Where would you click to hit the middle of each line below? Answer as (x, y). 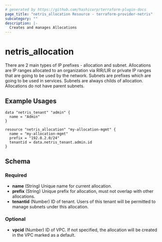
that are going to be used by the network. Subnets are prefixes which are (78, 75)
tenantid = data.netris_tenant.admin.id (51, 142)
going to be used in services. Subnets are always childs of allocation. (74, 81)
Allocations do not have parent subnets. (45, 86)
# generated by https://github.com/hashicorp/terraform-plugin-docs (76, 9)
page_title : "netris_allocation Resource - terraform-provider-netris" (79, 14)
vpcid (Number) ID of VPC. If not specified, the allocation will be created (85, 230)
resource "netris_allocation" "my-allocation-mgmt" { (61, 130)
